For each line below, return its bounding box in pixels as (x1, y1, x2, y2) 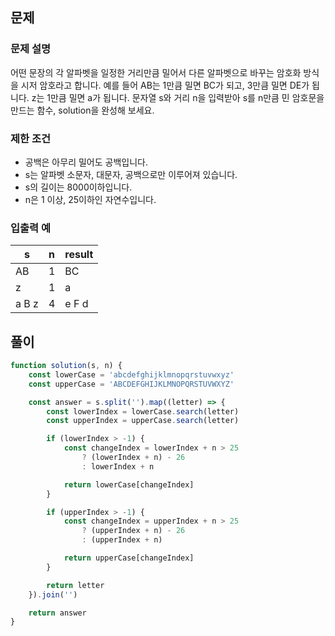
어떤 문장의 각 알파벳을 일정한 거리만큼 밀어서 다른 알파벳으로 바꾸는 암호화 (10, 66, 302, 78)
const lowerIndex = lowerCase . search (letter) (46, 406, 240, 417)
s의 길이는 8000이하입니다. (24, 181, 133, 193)
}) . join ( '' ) (28, 589, 78, 600)
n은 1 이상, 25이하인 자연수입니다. (24, 193, 157, 205)
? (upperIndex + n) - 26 (81, 526, 186, 536)
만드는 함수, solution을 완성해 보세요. (10, 104, 155, 116)
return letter (46, 580, 105, 590)
